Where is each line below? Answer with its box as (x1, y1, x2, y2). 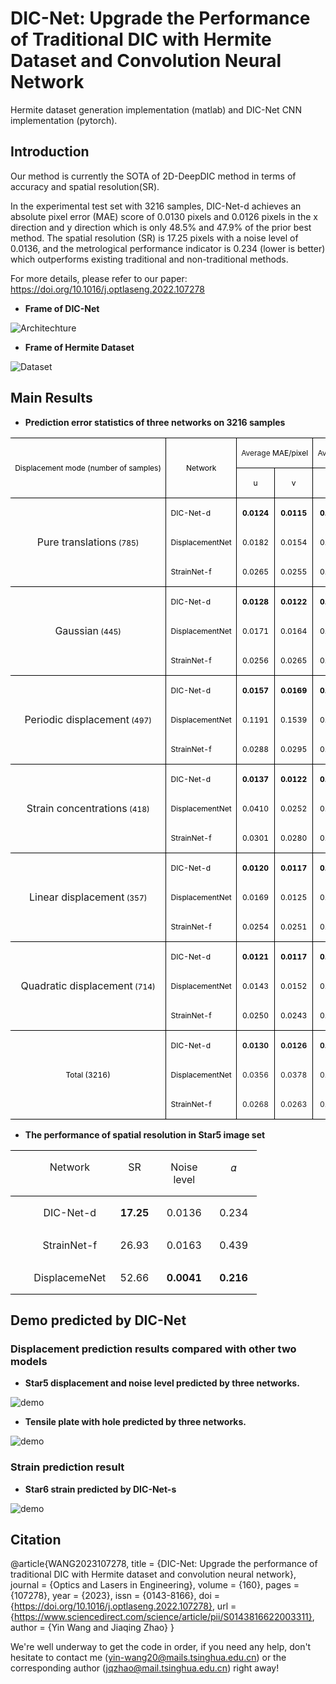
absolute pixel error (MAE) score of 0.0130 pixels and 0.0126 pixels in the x (10, 210, 318, 222)
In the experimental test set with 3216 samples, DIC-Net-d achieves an (10, 200, 302, 212)
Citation (10, 1531, 62, 1548)
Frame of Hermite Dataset (24, 341, 135, 353)
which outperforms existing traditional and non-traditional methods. (10, 253, 289, 265)
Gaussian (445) (54, 624, 122, 638)
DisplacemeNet (33, 1270, 107, 1284)
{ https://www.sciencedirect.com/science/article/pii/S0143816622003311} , (10, 1611, 315, 1623)
